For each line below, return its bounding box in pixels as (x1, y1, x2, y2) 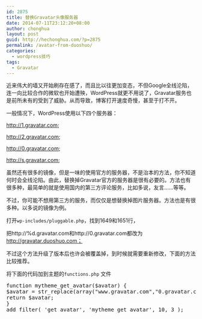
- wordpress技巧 (11, 53, 50, 59)
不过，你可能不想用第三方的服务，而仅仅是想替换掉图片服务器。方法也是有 (6, 196, 191, 204)
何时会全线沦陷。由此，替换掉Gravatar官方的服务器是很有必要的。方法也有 (6, 177, 191, 184)
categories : (6, 48, 36, 54)
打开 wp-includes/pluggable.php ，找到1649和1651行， (6, 217, 139, 224)
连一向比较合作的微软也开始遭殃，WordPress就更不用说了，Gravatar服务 (6, 90, 186, 97)
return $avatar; (6, 294, 54, 301)
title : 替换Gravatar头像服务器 (6, 14, 78, 20)
